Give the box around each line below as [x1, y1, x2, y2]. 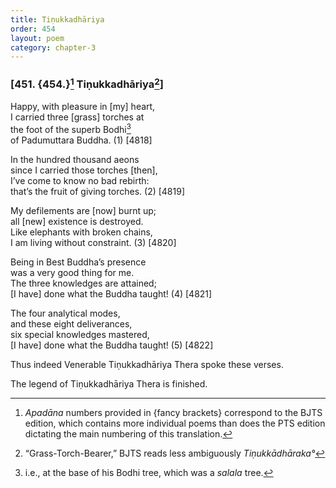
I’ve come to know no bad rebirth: [10, 174, 150, 186]
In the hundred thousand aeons [10, 153, 140, 165]
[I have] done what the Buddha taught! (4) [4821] [10, 287, 213, 300]
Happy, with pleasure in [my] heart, [10, 101, 156, 112]
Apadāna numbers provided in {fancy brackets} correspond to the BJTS [24, 406, 323, 418]
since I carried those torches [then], [10, 164, 158, 176]
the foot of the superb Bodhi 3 [10, 122, 132, 135]
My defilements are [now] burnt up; [10, 204, 157, 216]
